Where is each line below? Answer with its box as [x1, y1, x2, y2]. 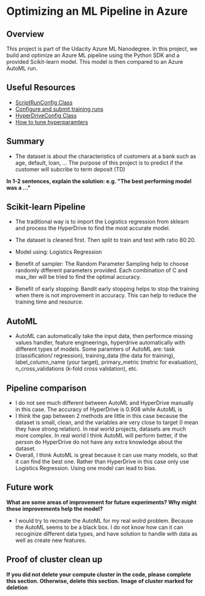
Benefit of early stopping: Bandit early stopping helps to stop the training [15, 285, 199, 292]
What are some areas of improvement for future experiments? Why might [6, 498, 197, 506]
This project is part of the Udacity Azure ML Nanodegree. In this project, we [6, 45, 198, 52]
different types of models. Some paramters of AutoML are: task [15, 345, 176, 353]
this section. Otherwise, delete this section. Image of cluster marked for [6, 577, 193, 584]
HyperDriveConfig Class [15, 112, 77, 119]
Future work [6, 482, 54, 493]
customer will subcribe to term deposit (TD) [15, 165, 125, 173]
